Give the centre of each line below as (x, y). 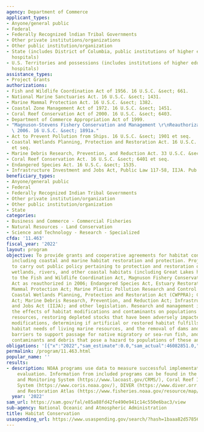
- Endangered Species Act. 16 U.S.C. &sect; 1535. (72, 165)
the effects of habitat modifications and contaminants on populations (104, 312)
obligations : (23, 346)
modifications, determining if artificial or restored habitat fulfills (106, 323)
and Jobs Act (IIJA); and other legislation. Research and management (103, 306)
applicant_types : (28, 18)
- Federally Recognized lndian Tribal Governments (72, 35)
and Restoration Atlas (46, 391)
